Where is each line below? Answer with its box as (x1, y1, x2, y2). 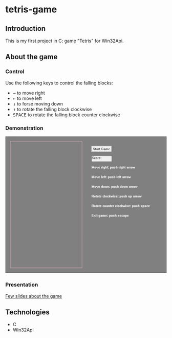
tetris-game (5, 4, 57, 15)
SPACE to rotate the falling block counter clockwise (12, 112, 120, 118)
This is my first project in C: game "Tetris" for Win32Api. (5, 38, 124, 44)
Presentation (5, 281, 38, 289)
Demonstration (5, 124, 44, 132)
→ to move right (12, 90, 45, 96)
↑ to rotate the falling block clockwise (12, 106, 92, 112)
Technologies (5, 308, 50, 317)
